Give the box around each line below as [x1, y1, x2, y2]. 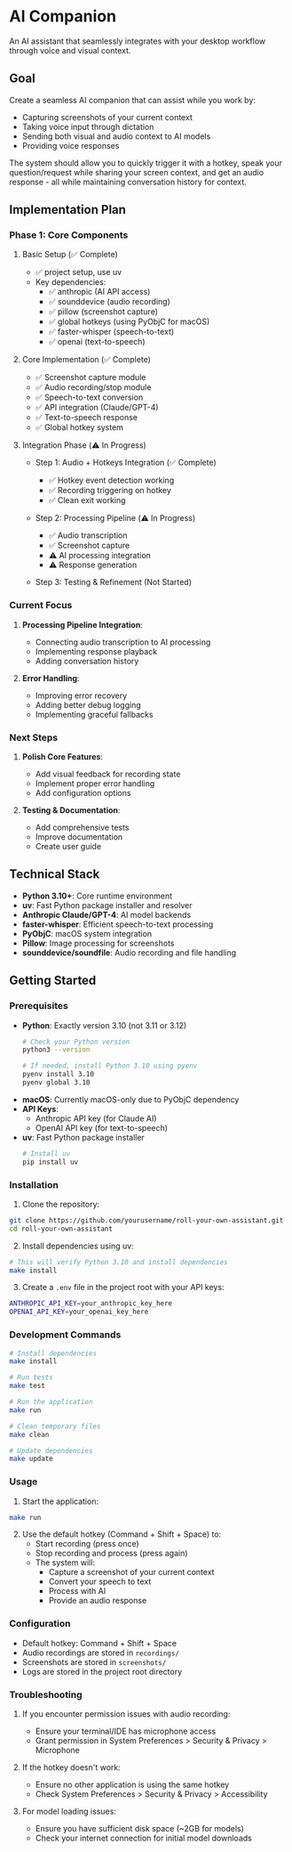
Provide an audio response [48, 1596, 147, 1606]
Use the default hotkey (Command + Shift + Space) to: [21, 1529, 222, 1539]
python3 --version [21, 1045, 91, 1054]
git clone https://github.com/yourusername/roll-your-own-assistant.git [9, 1215, 284, 1225]
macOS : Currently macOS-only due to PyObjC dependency [21, 1093, 240, 1105]
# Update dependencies [9, 1446, 93, 1455]
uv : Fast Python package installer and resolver [21, 899, 193, 910]
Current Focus [9, 599, 73, 612]
